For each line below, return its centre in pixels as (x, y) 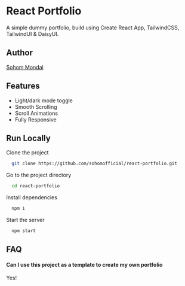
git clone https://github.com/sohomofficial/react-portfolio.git (95, 164)
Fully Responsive (36, 119)
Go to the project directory (39, 175)
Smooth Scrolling (36, 107)
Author (19, 53)
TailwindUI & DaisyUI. (33, 34)
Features (23, 86)
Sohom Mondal (25, 67)
